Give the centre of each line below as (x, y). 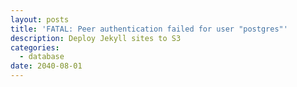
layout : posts (40, 19)
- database (42, 57)
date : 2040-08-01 (46, 66)
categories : (35, 47)
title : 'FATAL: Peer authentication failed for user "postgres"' (149, 29)
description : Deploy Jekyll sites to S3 (96, 38)
